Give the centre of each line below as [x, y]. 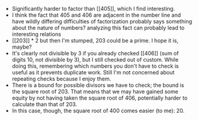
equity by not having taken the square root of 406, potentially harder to [100, 98]
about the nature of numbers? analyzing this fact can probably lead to [98, 28]
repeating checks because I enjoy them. [61, 79]
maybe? [22, 47]
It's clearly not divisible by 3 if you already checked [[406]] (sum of [95, 53]
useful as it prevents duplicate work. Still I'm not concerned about [93, 72]
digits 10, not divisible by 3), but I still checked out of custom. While [95, 60]
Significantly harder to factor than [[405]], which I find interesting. [93, 9]
